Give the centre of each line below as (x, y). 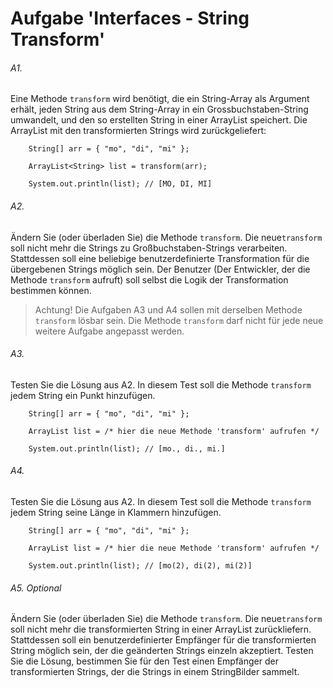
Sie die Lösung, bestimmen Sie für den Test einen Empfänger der (144, 661)
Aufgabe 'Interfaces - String (130, 18)
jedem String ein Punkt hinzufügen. (83, 395)
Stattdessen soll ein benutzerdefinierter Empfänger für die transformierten (163, 640)
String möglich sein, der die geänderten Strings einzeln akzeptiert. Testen (162, 651)
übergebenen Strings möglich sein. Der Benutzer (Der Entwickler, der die (160, 269)
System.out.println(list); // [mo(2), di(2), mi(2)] (140, 566)
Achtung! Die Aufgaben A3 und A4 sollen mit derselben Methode (168, 309)
